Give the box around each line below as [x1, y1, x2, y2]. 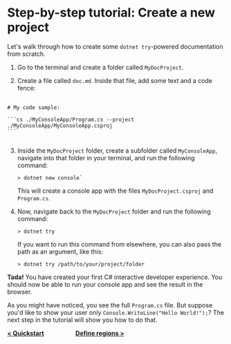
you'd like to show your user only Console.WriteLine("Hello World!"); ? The [7, 308, 225, 316]
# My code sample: [7, 104, 60, 111]
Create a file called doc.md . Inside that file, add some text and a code [17, 76, 213, 84]
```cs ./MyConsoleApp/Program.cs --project [7, 116, 135, 123]
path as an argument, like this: [17, 247, 104, 256]
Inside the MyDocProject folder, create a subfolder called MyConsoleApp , [17, 146, 218, 155]
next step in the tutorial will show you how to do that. [7, 316, 158, 324]
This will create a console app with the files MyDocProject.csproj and [17, 187, 214, 195]
